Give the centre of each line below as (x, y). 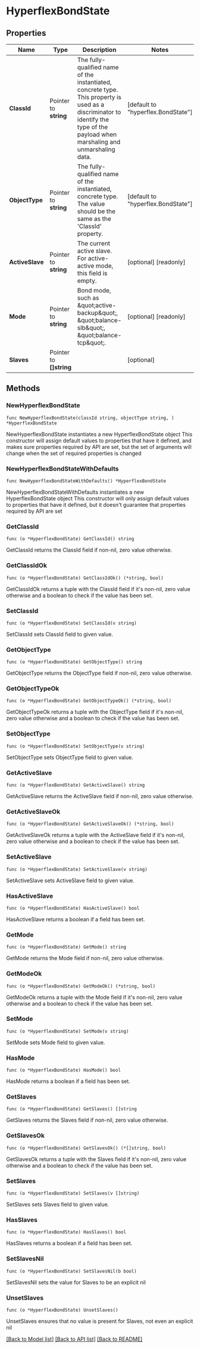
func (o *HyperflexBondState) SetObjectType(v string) (76, 746)
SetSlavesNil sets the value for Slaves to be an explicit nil (76, 1282)
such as (88, 298)
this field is (92, 273)
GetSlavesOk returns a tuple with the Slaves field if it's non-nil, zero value (96, 1159)
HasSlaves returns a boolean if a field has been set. (69, 1244)
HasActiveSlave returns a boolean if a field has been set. (76, 919)
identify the (93, 119)
